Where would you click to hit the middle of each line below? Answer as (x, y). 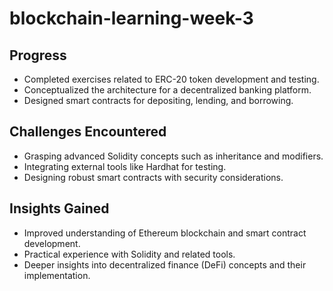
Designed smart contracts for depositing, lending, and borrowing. (158, 100)
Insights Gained (59, 208)
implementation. (57, 275)
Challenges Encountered (88, 132)
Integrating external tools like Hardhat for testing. (125, 166)
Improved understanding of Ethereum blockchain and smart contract (165, 233)
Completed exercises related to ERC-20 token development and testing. (171, 79)
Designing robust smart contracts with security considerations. (153, 177)
